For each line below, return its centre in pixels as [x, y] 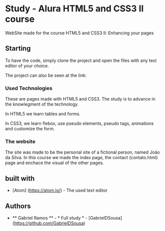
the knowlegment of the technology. [42, 104]
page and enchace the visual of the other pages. [55, 163]
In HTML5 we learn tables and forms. [43, 114]
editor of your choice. [27, 65]
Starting [18, 48]
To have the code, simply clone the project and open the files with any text [81, 60]
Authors [18, 206]
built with [20, 178]
